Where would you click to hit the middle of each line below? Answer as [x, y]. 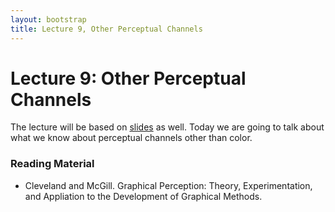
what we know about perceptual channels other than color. [131, 138]
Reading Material [52, 164]
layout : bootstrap [48, 19]
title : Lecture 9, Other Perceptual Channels [106, 29]
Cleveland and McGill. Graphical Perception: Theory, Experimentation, [168, 185]
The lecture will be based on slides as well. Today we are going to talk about [167, 127]
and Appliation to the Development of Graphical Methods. [143, 196]
